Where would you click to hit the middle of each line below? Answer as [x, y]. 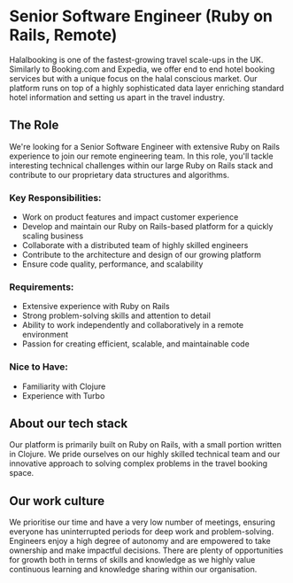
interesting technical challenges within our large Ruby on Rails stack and [141, 165]
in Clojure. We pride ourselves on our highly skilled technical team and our [145, 455]
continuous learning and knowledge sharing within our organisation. [133, 570]
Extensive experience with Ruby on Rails [96, 307]
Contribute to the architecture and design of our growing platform [142, 255]
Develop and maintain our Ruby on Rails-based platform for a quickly [147, 227]
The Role [34, 125]
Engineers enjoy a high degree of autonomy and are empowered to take [140, 541]
